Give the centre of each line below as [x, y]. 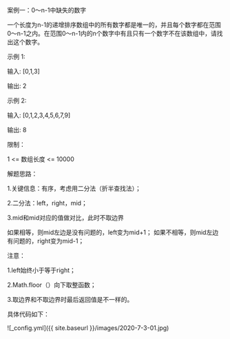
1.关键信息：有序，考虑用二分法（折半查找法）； [74, 188]
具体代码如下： [28, 314]
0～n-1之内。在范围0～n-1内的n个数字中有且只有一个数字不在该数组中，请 [112, 33]
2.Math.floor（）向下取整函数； [52, 285]
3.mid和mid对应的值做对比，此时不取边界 [65, 218]
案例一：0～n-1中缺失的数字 [47, 10]
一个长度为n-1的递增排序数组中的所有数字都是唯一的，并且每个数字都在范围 [114, 25]
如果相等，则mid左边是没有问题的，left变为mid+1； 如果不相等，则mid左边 [113, 232]
